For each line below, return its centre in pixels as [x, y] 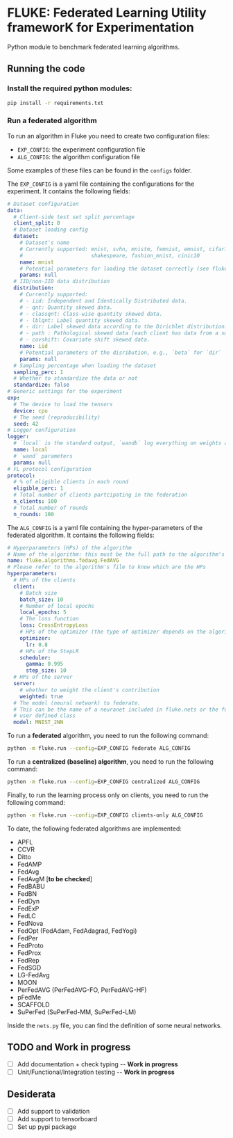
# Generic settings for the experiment [65, 392]
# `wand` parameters [43, 456]
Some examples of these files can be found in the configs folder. [100, 170]
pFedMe [29, 997]
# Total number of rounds [51, 508]
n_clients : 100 [35, 502]
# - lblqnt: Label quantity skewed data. [80, 320]
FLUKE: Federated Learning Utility [107, 13]
